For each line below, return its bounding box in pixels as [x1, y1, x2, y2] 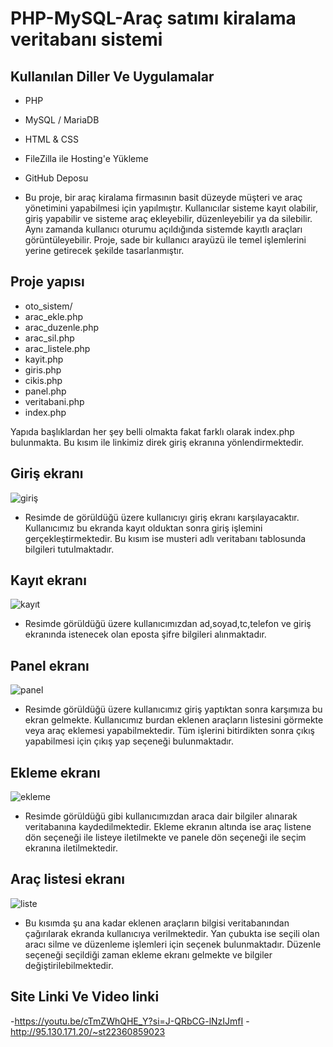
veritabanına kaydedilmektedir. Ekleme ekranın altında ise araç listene [24, 821, 312, 833]
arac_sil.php [24, 332, 75, 344]
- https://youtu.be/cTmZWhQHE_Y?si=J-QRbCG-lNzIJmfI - [10, 1015, 250, 1027]
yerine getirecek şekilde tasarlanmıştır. [24, 245, 185, 256]
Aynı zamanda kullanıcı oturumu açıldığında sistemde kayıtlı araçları [24, 223, 303, 235]
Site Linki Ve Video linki [10, 988, 160, 1006]
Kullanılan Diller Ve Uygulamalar [10, 68, 215, 85]
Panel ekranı [10, 657, 90, 674]
